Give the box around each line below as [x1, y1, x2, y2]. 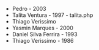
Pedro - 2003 [12, 5, 46, 12]
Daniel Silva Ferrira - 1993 [12, 31, 78, 38]
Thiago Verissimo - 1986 [12, 37, 75, 44]
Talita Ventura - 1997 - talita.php [12, 11, 94, 19]
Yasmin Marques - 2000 [12, 24, 73, 31]
